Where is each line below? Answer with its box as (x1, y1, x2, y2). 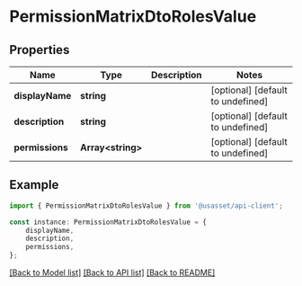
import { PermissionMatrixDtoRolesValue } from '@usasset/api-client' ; (9, 201, 283, 210)
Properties (9, 42, 70, 58)
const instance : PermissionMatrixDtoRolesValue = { (9, 218, 207, 227)
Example (9, 177, 59, 192)
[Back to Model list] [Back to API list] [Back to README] (9, 267, 216, 278)
